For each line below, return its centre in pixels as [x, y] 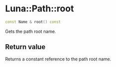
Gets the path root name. [30, 31]
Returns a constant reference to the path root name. [58, 59]
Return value [25, 47]
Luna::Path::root [40, 9]
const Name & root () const [33, 22]
